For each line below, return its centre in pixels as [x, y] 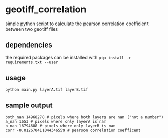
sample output [29, 105]
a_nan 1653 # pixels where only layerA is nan [56, 122]
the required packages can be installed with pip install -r [68, 57]
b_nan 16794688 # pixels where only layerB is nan [60, 126]
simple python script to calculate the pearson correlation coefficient [77, 24]
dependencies [29, 45]
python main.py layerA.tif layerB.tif [47, 90]
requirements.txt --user [32, 62]
